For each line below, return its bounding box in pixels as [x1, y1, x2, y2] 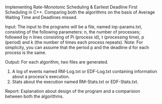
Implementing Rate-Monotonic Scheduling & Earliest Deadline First [5, 4, 138, 10]
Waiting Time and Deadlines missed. [5, 15, 78, 20]
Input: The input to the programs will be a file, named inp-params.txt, [5, 24, 143, 30]
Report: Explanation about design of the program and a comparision [5, 88, 140, 94]
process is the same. [5, 50, 47, 55]
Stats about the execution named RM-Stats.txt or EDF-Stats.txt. [12, 79, 139, 85]
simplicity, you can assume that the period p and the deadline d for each [5, 45, 149, 50]
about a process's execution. [12, 74, 70, 79]
